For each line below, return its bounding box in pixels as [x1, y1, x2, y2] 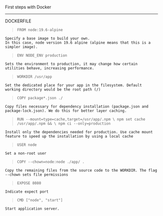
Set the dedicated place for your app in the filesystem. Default [5, 83, 142, 88]
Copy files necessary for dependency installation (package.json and [5, 104, 149, 109]
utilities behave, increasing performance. [5, 66, 95, 71]
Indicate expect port [5, 189, 49, 194]
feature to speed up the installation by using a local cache [5, 134, 133, 139]
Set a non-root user [5, 151, 47, 156]
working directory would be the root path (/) [5, 87, 101, 92]
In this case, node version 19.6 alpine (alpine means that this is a [5, 40, 151, 45]
